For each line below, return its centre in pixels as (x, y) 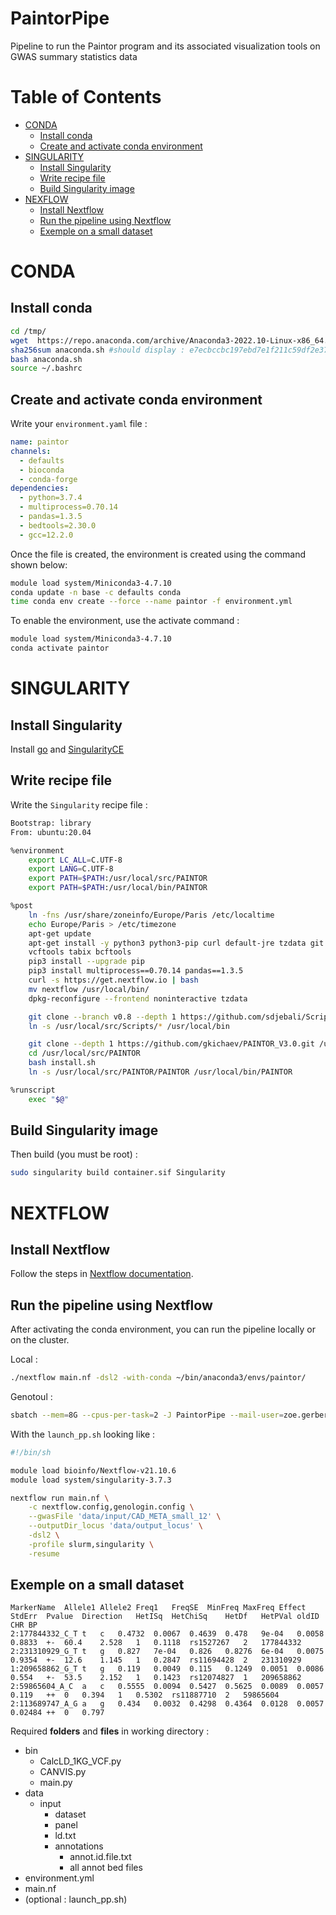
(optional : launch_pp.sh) (76, 1899)
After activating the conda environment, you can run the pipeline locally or (163, 1329)
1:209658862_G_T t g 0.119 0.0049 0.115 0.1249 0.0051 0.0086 (167, 1669)
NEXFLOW (46, 199)
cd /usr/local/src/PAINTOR (84, 1053)
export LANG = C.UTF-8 (71, 869)
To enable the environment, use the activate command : (125, 621)
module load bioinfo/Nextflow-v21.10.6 (93, 1470)
